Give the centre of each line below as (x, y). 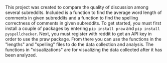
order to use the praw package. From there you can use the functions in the (83, 39)
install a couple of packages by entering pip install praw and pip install (83, 28)
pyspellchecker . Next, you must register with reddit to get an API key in (78, 34)
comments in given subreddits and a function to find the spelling (72, 18)
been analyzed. (21, 55)
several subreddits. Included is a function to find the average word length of (83, 12)
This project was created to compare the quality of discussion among (77, 7)
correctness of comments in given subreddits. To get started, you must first (83, 23)
